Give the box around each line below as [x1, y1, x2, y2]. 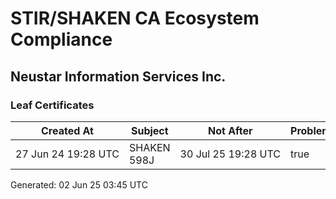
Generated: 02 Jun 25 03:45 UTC [10, 178, 148, 191]
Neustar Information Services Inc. [10, 68, 227, 85]
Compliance [10, 28, 113, 51]
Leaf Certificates [10, 98, 95, 112]
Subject [130, 123, 169, 137]
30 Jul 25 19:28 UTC [179, 147, 282, 161]
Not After [208, 123, 253, 137]
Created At [41, 123, 94, 137]
